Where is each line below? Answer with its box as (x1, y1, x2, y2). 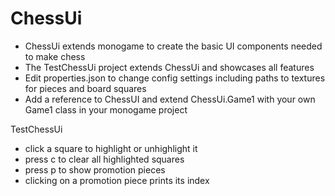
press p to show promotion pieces (24, 163, 166, 176)
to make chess (24, 50, 86, 62)
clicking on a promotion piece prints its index (24, 174, 210, 186)
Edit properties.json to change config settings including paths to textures (24, 72, 326, 84)
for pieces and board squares (24, 82, 147, 94)
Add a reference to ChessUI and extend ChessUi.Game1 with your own (24, 93, 316, 105)
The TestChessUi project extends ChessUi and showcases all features (24, 61, 315, 73)
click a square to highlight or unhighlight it (24, 142, 198, 154)
